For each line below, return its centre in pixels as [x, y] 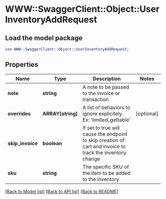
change [91, 158]
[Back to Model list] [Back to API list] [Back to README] [62, 191]
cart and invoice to [104, 146]
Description [107, 79]
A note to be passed [106, 87]
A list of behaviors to [106, 107]
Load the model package [44, 38]
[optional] [147, 113]
